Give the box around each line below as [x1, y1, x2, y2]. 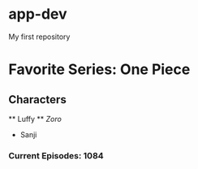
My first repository [8, 32, 71, 41]
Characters [8, 93, 67, 106]
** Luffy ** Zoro [8, 114, 62, 123]
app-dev [8, 5, 67, 24]
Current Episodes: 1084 [8, 149, 104, 161]
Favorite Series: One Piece [8, 60, 191, 79]
